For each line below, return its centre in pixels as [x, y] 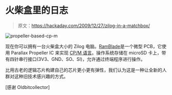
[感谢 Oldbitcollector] [28, 87]
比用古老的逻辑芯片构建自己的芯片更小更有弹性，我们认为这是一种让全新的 [84, 70]
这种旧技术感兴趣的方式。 [41, 76]
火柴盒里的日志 [37, 10]
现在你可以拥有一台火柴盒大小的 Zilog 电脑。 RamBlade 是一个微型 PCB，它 [84, 46]
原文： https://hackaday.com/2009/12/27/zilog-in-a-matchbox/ [84, 26]
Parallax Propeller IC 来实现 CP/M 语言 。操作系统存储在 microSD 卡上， [87, 53]
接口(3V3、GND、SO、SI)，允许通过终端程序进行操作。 [86, 59]
